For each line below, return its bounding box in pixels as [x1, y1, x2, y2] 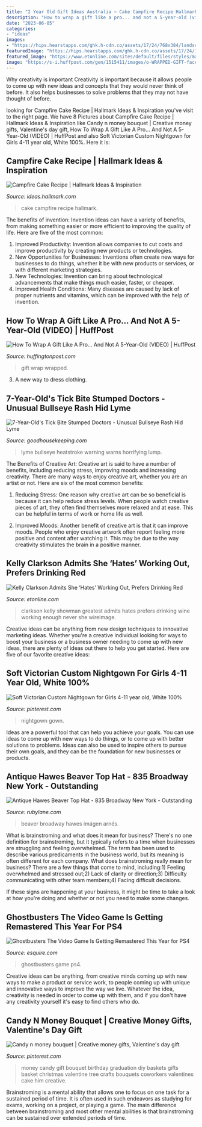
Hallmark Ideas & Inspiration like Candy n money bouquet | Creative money [6, 119, 192, 126]
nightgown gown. [20, 717, 64, 724]
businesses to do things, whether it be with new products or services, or [14, 260, 194, 267]
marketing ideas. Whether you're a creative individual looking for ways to [6, 631, 188, 638]
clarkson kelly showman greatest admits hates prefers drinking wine [20, 607, 191, 614]
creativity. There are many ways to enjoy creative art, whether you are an [6, 473, 188, 480]
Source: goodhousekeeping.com [6, 437, 87, 444]
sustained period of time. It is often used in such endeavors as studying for [6, 1095, 192, 1102]
